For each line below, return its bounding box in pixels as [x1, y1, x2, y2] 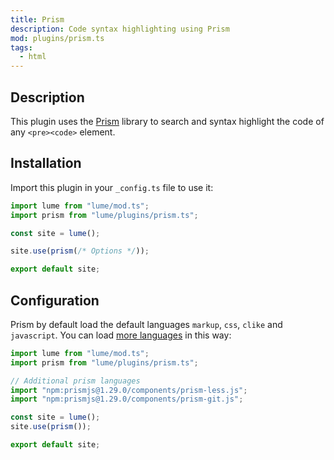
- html [19, 52, 47, 62]
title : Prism [10, 14, 65, 25]
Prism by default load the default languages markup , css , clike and [10, 318, 283, 330]
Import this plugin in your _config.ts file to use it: [10, 181, 214, 193]
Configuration [10, 292, 100, 309]
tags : [10, 42, 33, 53]
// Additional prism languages [10, 376, 141, 386]
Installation [10, 155, 82, 172]
